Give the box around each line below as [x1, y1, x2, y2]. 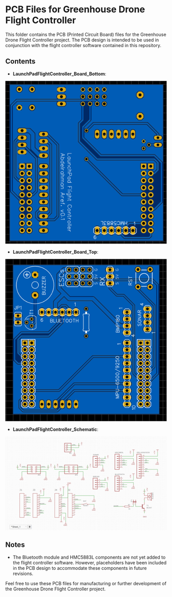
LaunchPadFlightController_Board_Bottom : [12, 71, 106, 77]
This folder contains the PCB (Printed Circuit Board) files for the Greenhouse [5, 31, 166, 37]
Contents [5, 57, 36, 66]
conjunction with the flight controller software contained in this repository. [5, 42, 161, 48]
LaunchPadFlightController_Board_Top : [12, 249, 99, 255]
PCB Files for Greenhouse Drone [5, 4, 145, 15]
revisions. [12, 570, 33, 577]
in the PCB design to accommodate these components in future [12, 565, 147, 571]
